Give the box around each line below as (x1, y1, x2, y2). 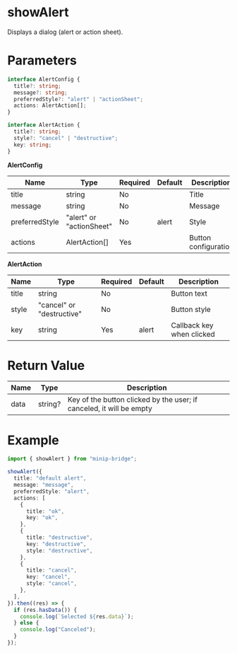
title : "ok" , (25, 507, 65, 515)
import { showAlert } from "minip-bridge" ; (7, 456, 138, 463)
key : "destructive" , (25, 541, 87, 548)
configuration (189, 241, 234, 251)
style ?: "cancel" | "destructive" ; (13, 134, 119, 141)
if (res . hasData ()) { (13, 606, 78, 613)
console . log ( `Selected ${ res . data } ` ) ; (20, 613, 134, 620)
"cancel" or (37, 300, 76, 310)
